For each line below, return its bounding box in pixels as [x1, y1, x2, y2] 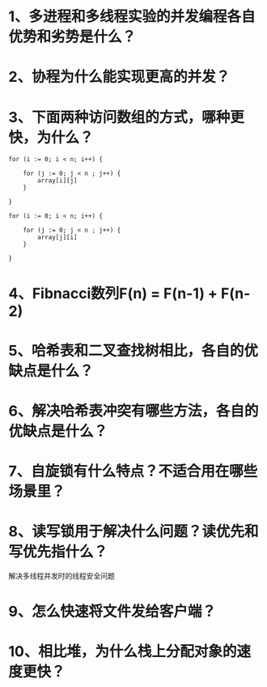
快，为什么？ [8, 128, 95, 147]
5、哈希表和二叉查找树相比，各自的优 [8, 341, 259, 360]
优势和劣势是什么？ [8, 28, 137, 46]
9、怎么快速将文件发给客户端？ [8, 603, 217, 621]
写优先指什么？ [8, 543, 108, 561]
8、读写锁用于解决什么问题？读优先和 [8, 523, 259, 541]
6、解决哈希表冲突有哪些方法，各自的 [8, 402, 259, 420]
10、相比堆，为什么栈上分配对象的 [8, 642, 237, 661]
